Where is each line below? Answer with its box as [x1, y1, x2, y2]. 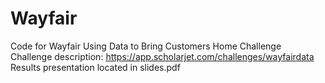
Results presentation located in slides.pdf [10, 61, 181, 73]
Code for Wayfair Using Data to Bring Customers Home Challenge [10, 40, 282, 52]
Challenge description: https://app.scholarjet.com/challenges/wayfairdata [10, 50, 315, 62]
